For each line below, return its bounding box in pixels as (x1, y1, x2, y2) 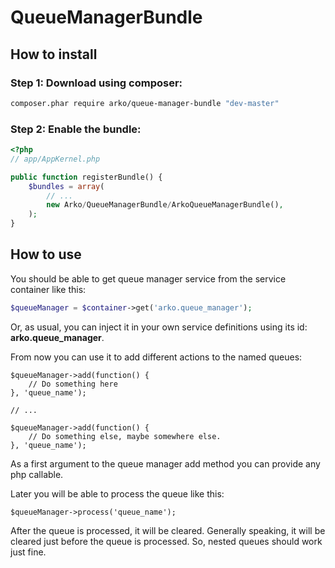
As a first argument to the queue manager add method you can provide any (10, 457, 321, 470)
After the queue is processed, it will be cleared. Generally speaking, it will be (10, 524, 326, 536)
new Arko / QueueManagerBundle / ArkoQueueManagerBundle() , (46, 200, 284, 210)
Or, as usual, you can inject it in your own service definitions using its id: (10, 321, 308, 333)
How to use (10, 246, 82, 263)
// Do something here (28, 379, 118, 389)
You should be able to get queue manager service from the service (10, 272, 287, 285)
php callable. (10, 468, 64, 480)
